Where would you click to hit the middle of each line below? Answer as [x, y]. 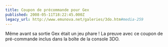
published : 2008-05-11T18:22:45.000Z [45, 15]
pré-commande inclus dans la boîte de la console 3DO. [62, 39]
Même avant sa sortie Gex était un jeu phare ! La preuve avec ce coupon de [84, 34]
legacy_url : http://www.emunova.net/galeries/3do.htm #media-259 [74, 19]
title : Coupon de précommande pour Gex [47, 10]
